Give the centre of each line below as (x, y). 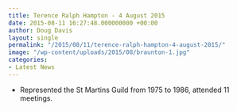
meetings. (36, 98)
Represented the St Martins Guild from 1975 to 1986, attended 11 (124, 90)
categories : (28, 60)
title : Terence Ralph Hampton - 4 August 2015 (87, 15)
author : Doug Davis (41, 30)
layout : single (33, 38)
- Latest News (32, 67)
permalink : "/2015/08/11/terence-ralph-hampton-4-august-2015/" (117, 45)
